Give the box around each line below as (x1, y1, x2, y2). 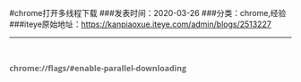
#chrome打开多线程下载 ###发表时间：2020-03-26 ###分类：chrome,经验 (9, 8, 287, 18)
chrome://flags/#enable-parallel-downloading (9, 62, 186, 74)
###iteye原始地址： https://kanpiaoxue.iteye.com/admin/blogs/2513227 (9, 19, 271, 29)
